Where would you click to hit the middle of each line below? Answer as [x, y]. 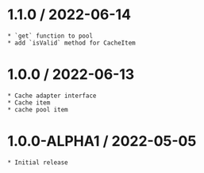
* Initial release [38, 162]
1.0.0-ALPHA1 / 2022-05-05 [102, 142]
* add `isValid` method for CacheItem [71, 43]
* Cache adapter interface [52, 96]
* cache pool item [38, 109]
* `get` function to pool [50, 36]
